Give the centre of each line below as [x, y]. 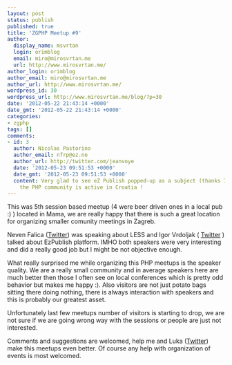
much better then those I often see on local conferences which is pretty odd [115, 278]
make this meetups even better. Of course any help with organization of [109, 348]
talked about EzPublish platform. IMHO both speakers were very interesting [114, 242]
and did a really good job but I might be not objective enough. [95, 250]
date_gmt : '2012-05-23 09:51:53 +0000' [71, 174]
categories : [24, 116]
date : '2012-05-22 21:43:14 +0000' [58, 104]
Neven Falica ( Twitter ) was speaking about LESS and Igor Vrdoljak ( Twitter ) [116, 235]
